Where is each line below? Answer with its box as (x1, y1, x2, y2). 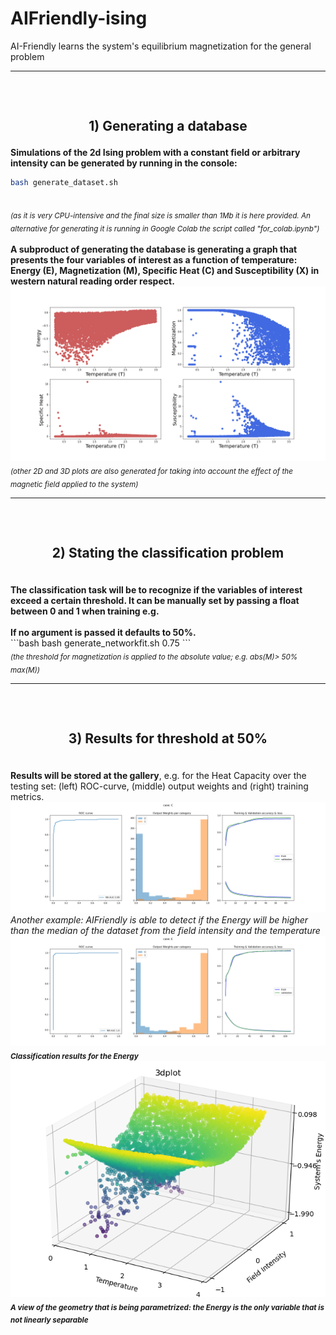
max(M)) (10, 665, 41, 675)
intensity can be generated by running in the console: (10, 157, 238, 169)
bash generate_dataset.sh (10, 178, 118, 188)
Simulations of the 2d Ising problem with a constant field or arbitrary (10, 147, 301, 159)
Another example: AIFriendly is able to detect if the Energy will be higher (10, 913, 309, 926)
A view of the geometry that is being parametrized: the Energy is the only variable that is (10, 1302, 325, 1312)
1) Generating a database (88, 118, 248, 135)
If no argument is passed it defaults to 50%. (10, 627, 197, 639)
